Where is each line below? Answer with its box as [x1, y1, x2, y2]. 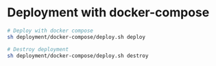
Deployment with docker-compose [7, 5, 210, 20]
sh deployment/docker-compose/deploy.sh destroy [7, 52, 149, 59]
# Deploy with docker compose [7, 27, 94, 34]
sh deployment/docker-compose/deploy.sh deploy [7, 33, 146, 40]
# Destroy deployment [7, 46, 69, 52]
